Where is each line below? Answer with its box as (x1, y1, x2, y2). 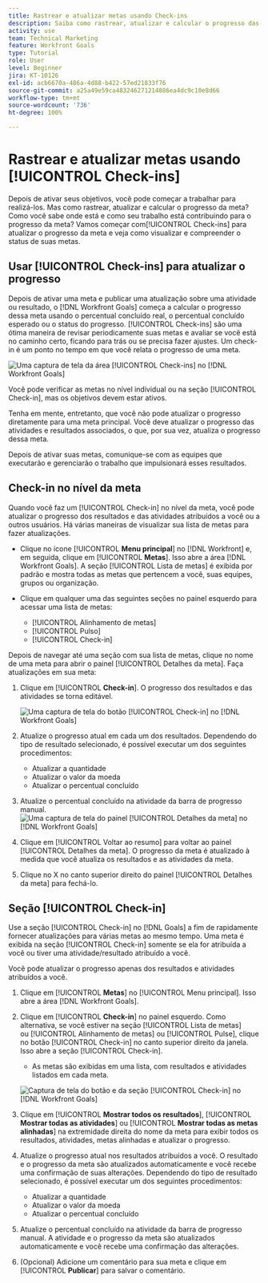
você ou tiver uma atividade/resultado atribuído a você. (8, 948, 190, 958)
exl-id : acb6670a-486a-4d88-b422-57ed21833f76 (8, 79, 166, 87)
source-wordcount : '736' (8, 101, 91, 109)
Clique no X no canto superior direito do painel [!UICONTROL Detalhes (19, 870, 253, 879)
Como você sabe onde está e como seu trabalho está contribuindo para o (8, 210, 252, 221)
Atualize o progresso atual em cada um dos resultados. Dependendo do (19, 731, 258, 741)
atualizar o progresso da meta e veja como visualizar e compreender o (8, 228, 242, 238)
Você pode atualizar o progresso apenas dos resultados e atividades (8, 964, 234, 973)
